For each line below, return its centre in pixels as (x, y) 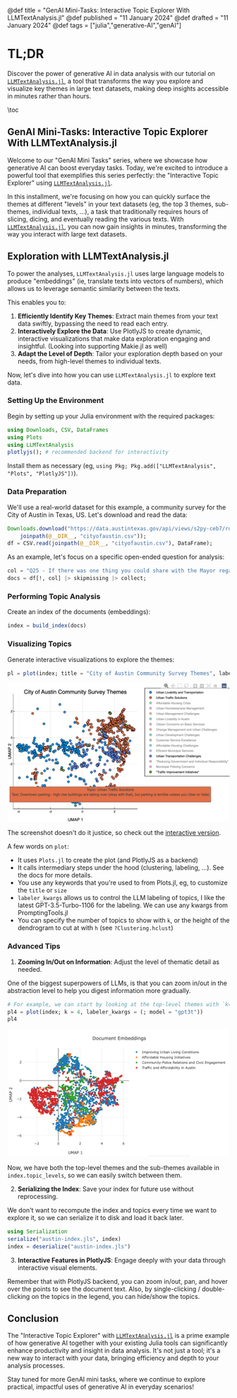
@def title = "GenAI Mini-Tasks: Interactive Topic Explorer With (99, 10)
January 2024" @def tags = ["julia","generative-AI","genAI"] (95, 25)
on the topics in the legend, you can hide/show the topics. (116, 1296)
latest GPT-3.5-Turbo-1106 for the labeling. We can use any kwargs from (122, 905)
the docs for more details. (55, 875)
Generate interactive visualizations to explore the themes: (91, 659)
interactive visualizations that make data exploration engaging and (114, 339)
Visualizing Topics (39, 644)
